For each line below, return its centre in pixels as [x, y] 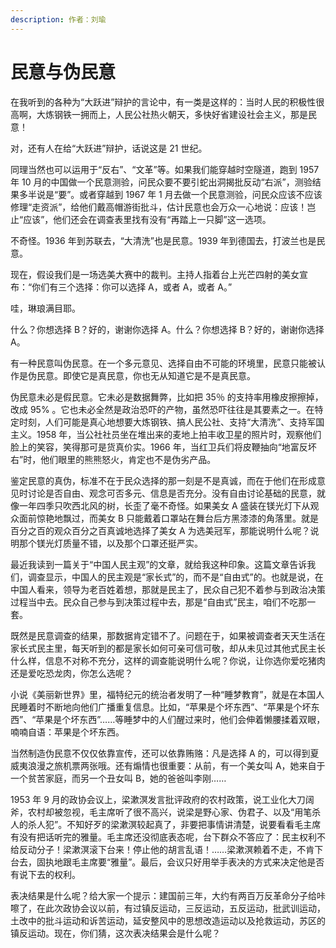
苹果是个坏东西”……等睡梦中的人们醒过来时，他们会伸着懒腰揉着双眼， [180, 719]
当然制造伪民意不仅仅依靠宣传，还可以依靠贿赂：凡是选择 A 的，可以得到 [160, 753]
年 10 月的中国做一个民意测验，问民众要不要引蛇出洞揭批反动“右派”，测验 [161, 182]
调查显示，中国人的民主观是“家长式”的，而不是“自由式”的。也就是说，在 [175, 577]
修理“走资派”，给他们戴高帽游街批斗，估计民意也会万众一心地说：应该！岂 [163, 207]
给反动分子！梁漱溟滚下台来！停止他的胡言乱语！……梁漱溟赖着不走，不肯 [162, 849]
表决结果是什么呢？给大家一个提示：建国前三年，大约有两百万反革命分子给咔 [168, 895]
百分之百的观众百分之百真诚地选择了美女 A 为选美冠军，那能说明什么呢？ [160, 530]
